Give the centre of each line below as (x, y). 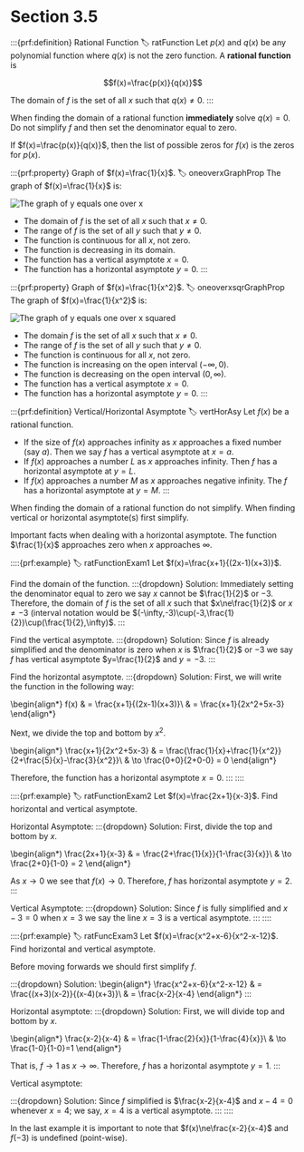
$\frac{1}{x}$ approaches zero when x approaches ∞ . (111, 544)
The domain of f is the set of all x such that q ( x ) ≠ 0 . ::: (112, 100)
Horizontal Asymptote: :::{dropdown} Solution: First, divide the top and (142, 826)
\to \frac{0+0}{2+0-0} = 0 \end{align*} (204, 760)
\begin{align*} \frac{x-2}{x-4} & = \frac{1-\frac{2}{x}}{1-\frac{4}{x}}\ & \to (148, 1038)
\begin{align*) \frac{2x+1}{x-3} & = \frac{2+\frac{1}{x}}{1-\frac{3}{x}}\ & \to (151, 854)
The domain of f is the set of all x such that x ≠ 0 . (115, 220)
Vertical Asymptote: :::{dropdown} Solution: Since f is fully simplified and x (149, 908)
